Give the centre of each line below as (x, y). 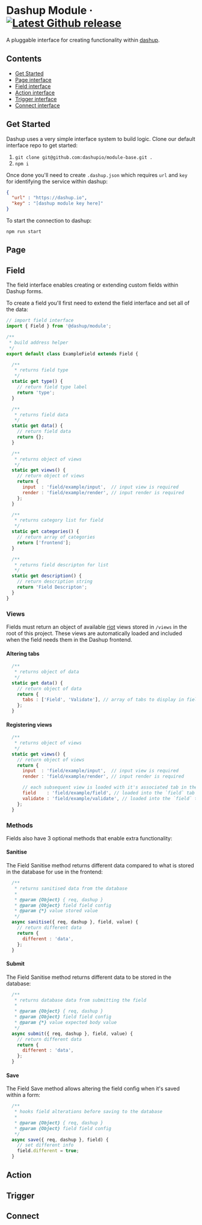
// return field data (44, 432)
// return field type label (52, 387)
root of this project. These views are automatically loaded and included (94, 633)
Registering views (29, 724)
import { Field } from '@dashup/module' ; (59, 326)
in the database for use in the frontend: (55, 872)
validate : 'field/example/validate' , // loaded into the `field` (107, 798)
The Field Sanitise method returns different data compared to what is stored (100, 866)
